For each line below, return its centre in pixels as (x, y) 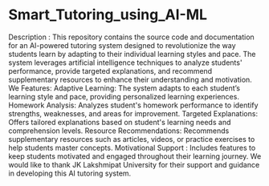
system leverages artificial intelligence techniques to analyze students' (125, 63)
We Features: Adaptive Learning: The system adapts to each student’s (124, 88)
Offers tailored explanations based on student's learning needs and (120, 122)
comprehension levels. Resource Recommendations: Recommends (119, 131)
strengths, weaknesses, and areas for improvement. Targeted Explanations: (133, 113)
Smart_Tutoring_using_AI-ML (108, 15)
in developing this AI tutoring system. (70, 173)
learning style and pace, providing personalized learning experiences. (124, 96)
